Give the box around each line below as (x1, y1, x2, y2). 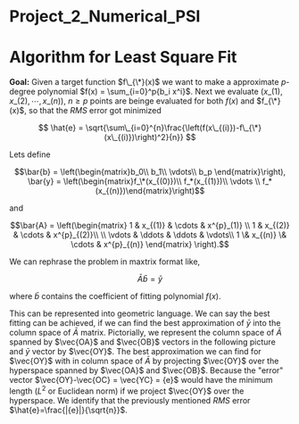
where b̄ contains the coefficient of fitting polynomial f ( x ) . (9, 291, 221, 302)
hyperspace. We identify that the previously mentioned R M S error (9, 395, 251, 405)
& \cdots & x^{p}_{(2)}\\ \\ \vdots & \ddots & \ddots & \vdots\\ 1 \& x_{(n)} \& (12, 229, 287, 240)
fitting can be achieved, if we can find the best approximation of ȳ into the (9, 318, 281, 328)
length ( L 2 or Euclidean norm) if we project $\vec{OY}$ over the (9, 384, 245, 396)
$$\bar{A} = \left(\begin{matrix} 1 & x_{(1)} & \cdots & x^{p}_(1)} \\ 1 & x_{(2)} (10, 220, 290, 231)
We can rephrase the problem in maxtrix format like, (9, 256, 201, 267)
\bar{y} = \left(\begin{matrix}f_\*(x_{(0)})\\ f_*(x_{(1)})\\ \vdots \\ (28, 176, 261, 187)
